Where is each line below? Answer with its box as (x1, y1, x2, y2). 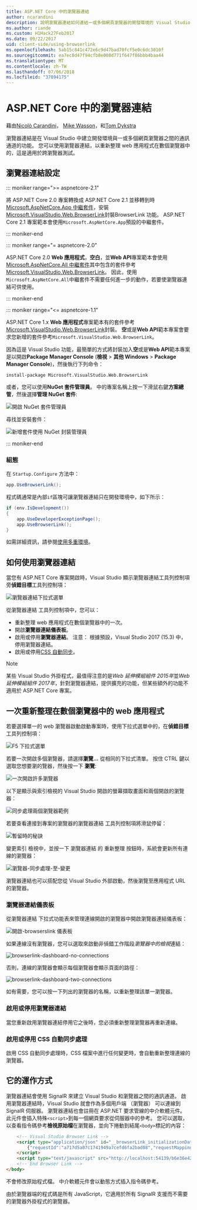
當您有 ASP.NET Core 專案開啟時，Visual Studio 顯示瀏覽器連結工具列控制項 (6, 574, 190, 581)
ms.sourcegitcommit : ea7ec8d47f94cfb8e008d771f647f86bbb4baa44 (6, 52, 164, 58)
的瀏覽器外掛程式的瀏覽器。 (6, 1198, 73, 1205)
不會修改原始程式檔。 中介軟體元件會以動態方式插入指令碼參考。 (6, 1178, 162, 1185)
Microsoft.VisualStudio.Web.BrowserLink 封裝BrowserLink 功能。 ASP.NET (6, 211, 185, 218)
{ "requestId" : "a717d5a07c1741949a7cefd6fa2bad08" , (27, 1145, 154, 1151)
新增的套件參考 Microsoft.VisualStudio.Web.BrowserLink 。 (16, 333, 158, 340)
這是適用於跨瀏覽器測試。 (16, 150, 78, 157)
